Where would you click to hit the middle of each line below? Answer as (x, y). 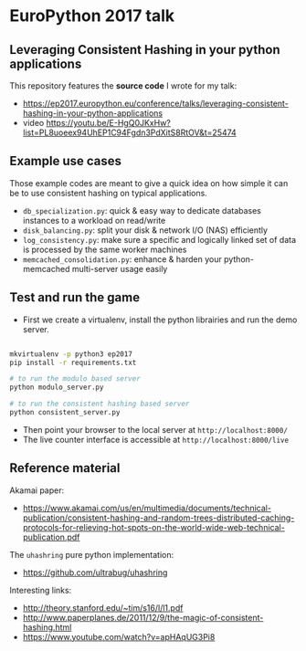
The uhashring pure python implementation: (92, 554)
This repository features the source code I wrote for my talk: (123, 86)
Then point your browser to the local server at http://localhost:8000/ (155, 429)
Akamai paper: (37, 490)
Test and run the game (74, 298)
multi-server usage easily (120, 268)
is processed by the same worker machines (105, 249)
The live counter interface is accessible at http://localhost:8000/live (156, 439)
